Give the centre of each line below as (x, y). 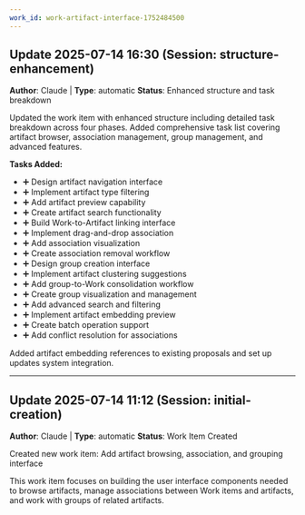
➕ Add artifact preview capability (84, 203)
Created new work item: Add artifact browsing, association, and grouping (146, 454)
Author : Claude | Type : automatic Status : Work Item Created (123, 436)
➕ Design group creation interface (86, 263)
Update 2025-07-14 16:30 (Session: (113, 55)
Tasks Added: (36, 164)
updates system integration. (62, 363)
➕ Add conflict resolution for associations (100, 335)
